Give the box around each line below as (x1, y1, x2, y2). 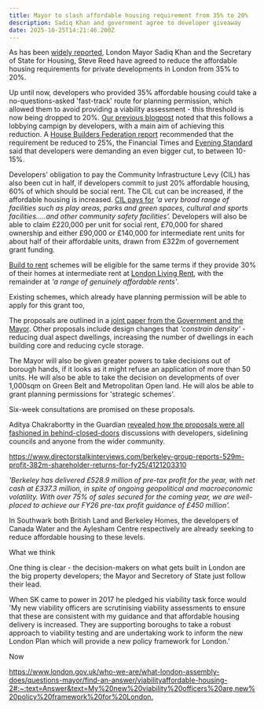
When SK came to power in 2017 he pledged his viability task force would (9, 595, 247, 604)
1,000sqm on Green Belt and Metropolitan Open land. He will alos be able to (9, 381, 255, 391)
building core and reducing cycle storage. (9, 341, 144, 351)
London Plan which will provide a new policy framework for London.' (9, 637, 230, 646)
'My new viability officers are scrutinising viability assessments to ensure (9, 603, 246, 613)
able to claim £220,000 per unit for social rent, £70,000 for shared (9, 220, 223, 230)
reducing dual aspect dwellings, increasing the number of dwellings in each (9, 332, 254, 342)
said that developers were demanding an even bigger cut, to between (9, 146, 234, 156)
